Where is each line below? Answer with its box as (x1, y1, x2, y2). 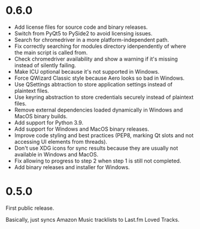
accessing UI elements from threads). (14, 138, 108, 145)
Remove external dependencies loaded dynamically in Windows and (14, 106, 183, 113)
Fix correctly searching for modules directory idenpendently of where (14, 43, 186, 50)
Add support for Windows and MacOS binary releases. (14, 125, 149, 132)
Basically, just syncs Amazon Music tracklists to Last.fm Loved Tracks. (5, 216, 180, 223)
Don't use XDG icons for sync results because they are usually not (14, 144, 178, 152)
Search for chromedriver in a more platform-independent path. (14, 36, 169, 43)
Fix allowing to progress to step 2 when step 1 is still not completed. (14, 157, 181, 164)
